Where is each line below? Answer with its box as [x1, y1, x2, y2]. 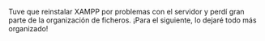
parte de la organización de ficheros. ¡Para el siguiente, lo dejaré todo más [8, 15, 257, 25]
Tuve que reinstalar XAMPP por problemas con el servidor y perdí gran [8, 7, 245, 16]
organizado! [8, 24, 49, 33]
